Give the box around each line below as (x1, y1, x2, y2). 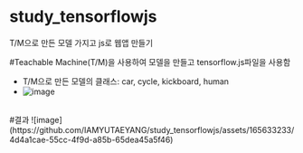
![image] (31, 114, 63, 125)
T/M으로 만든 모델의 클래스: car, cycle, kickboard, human (22, 75, 229, 87)
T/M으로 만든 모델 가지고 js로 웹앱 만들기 (9, 37, 154, 48)
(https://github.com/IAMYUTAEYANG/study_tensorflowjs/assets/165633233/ (9, 124, 295, 135)
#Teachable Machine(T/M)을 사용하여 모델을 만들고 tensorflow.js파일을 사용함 (9, 56, 291, 67)
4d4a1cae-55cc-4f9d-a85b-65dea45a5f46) (9, 134, 174, 145)
